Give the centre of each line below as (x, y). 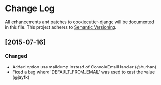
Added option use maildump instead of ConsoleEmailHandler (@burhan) (84, 67)
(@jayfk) (21, 77)
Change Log (30, 8)
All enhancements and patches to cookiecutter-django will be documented (80, 22)
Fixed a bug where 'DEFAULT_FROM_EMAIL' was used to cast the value (83, 72)
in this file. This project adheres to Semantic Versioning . (61, 27)
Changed (16, 56)
